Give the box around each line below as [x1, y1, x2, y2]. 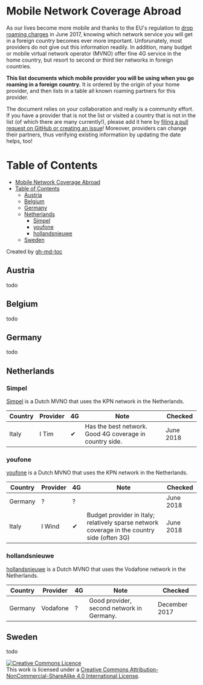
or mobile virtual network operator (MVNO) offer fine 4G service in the [6, 49, 182, 57]
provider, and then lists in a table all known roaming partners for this [6, 87, 176, 94]
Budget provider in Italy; [86, 511, 155, 520]
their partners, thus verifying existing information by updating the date [6, 131, 181, 138]
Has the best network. [85, 422, 148, 430]
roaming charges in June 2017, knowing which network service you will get [6, 30, 193, 37]
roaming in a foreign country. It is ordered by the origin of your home [6, 80, 180, 88]
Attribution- [129, 666, 159, 674]
